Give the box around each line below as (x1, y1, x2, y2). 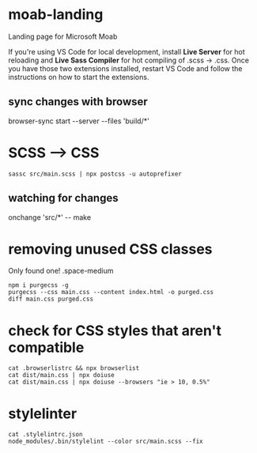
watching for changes (8, 191, 119, 205)
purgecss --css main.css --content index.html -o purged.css (8, 289, 214, 296)
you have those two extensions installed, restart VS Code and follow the (8, 63, 243, 73)
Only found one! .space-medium (8, 266, 114, 276)
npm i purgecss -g (8, 281, 69, 289)
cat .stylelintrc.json (8, 431, 83, 439)
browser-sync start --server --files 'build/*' (8, 116, 150, 126)
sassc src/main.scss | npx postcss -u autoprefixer (8, 170, 182, 178)
